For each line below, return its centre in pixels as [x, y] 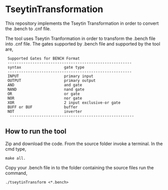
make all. [16, 158]
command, [16, 173]
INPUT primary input [50, 76]
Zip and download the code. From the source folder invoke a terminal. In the [84, 144]
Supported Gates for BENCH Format [44, 58]
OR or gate [44, 94]
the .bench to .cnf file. [28, 28]
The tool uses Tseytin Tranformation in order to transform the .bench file [80, 38]
